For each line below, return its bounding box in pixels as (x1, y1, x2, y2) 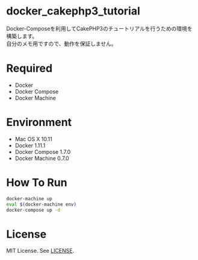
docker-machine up (6, 195, 52, 201)
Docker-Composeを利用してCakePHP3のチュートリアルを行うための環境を (6, 25, 193, 32)
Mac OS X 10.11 (14, 135, 52, 142)
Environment (6, 116, 72, 129)
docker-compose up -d (6, 207, 61, 213)
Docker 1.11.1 (14, 142, 46, 149)
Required (6, 62, 53, 75)
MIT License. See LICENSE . (6, 247, 75, 255)
